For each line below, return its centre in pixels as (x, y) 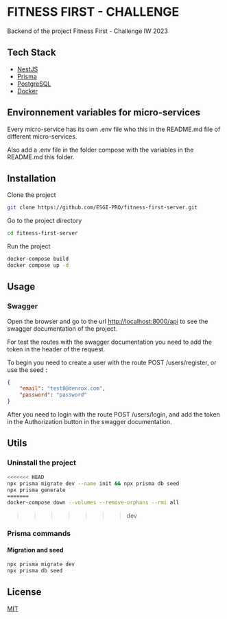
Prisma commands (39, 534)
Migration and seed (35, 550)
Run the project (29, 246)
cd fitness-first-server (43, 233)
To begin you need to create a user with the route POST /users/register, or (112, 362)
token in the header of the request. (56, 349)
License (24, 592)
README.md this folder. (41, 157)
